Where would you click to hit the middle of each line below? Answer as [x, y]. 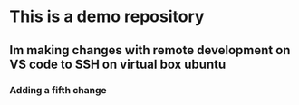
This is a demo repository [107, 17]
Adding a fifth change [58, 90]
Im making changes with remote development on [150, 50]
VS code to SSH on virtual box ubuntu [118, 64]
